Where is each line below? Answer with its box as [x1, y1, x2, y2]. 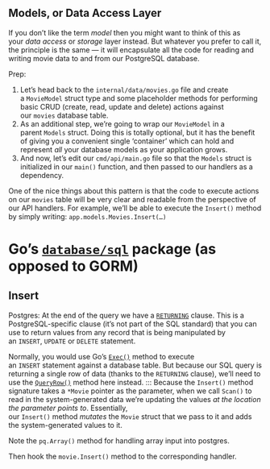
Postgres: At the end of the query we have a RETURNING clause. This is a [8, 310, 244, 320]
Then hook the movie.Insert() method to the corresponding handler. [8, 451, 237, 461]
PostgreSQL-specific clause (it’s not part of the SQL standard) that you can [8, 318, 257, 329]
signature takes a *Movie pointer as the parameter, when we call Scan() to [8, 386, 252, 396]
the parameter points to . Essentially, [8, 403, 128, 413]
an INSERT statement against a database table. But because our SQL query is [8, 360, 262, 370]
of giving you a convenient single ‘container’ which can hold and [19, 136, 235, 146]
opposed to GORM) [8, 257, 139, 275]
